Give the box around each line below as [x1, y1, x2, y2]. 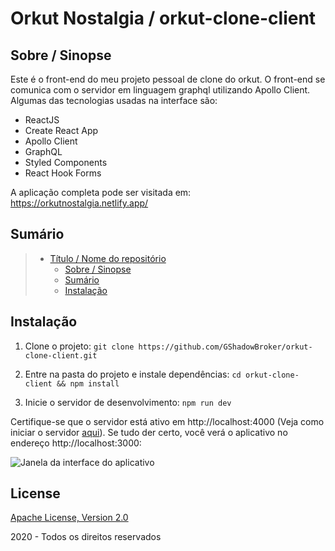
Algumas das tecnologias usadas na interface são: [10, 95, 218, 106]
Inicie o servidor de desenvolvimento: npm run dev [24, 396, 232, 408]
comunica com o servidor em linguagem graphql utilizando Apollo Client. [10, 84, 311, 96]
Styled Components [24, 157, 108, 168]
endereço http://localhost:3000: [10, 437, 142, 449]
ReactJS [24, 114, 60, 126]
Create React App [24, 125, 99, 136]
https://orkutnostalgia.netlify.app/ [10, 197, 149, 209]
